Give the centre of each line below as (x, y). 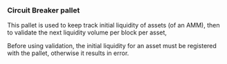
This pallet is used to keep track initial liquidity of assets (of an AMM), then (113, 25)
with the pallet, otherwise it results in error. (68, 53)
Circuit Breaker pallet (44, 10)
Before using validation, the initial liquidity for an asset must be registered (112, 46)
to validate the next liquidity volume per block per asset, (87, 32)
